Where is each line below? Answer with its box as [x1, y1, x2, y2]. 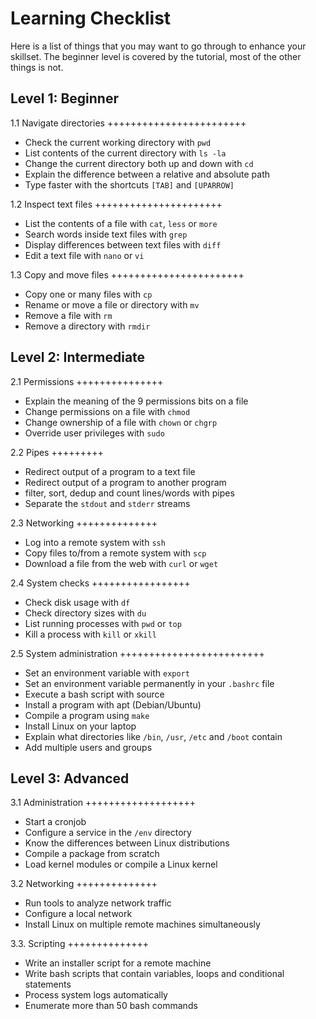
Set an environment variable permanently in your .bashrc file [24, 677, 275, 689]
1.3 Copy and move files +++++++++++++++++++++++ [10, 268, 245, 281]
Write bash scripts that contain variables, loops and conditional [24, 968, 285, 980]
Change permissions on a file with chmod [24, 405, 191, 417]
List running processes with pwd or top [24, 617, 182, 629]
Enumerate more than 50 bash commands [24, 1000, 198, 1012]
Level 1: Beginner [10, 90, 120, 107]
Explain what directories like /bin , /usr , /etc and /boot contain [24, 730, 283, 742]
